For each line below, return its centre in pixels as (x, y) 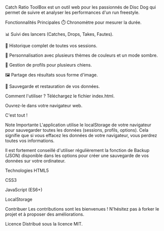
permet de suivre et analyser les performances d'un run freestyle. (72, 12)
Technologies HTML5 (27, 170)
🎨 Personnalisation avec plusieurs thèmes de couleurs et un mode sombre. (82, 55)
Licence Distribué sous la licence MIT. (44, 224)
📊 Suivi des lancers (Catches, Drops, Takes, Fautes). (59, 34)
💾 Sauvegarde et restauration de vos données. (53, 86)
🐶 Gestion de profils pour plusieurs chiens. (49, 65)
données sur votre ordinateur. (35, 161)
